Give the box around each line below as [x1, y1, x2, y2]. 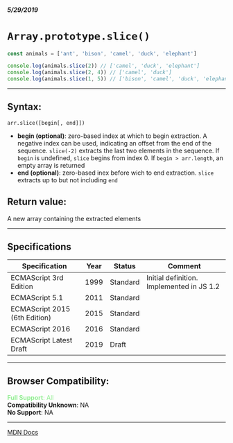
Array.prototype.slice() [7, 30, 150, 43]
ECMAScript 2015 [10, 304, 71, 314]
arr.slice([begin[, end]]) [7, 119, 85, 126]
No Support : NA [7, 408, 53, 417]
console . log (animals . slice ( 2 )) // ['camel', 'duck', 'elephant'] [7, 62, 200, 69]
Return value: [7, 196, 67, 208]
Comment [167, 261, 201, 271]
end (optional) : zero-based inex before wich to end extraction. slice [17, 168, 214, 177]
